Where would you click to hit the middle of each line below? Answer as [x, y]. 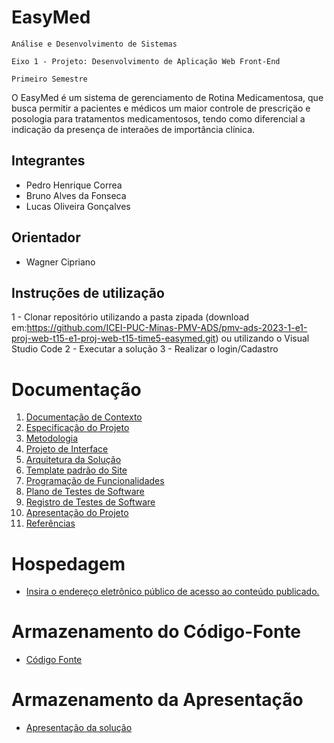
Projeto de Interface [67, 449]
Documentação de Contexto [84, 417]
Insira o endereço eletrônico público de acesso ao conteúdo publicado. [172, 592]
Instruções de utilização [88, 292]
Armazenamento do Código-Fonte [156, 632]
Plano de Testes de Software [85, 492]
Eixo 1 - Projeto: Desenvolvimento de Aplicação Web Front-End [146, 61]
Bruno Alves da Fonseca [76, 195]
